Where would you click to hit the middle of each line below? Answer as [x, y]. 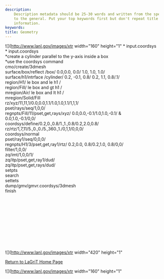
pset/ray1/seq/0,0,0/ [25, 139]
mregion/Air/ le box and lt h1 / [35, 93]
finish [10, 191]
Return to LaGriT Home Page [34, 261]
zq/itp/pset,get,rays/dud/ [30, 165]
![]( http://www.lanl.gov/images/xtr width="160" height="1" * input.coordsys [81, 46]
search [12, 175]
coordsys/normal [22, 134]
